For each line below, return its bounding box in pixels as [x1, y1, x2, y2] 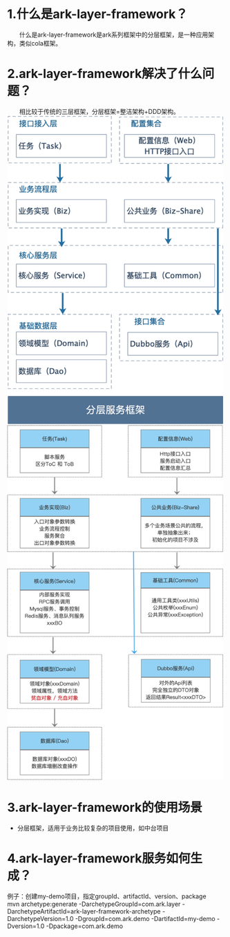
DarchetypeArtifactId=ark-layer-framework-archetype [7, 907, 161, 916]
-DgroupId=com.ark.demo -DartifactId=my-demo [75, 914, 215, 922]
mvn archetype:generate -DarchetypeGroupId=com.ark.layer [7, 900, 181, 908]
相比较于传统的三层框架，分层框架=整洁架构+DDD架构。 [19, 107, 180, 115]
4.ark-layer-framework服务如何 [7, 851, 191, 867]
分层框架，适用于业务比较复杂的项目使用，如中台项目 [17, 824, 169, 832]
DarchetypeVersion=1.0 [7, 914, 74, 922]
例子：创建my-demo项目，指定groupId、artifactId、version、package [7, 892, 207, 900]
